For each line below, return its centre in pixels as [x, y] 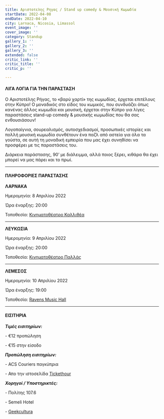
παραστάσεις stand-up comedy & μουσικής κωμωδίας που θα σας [72, 115]
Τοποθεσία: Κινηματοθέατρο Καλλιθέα [45, 215]
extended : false [21, 55]
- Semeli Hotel [20, 402]
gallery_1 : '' [20, 42]
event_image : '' [21, 28]
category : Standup [24, 37]
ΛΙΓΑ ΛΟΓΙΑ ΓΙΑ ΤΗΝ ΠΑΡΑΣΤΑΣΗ [40, 88]
